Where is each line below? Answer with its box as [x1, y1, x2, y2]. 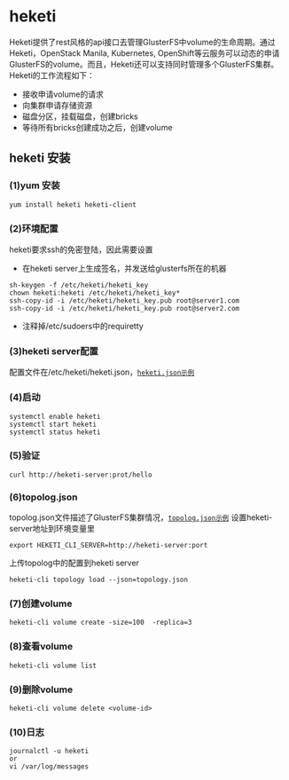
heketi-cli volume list [9, 661, 98, 670]
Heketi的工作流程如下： [9, 69, 96, 81]
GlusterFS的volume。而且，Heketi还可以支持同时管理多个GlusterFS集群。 [9, 59, 279, 69]
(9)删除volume [9, 683, 74, 696]
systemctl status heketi [9, 428, 101, 437]
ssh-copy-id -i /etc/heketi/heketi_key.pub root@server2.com [9, 303, 240, 312]
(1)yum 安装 [9, 179, 60, 192]
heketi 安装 [9, 151, 71, 166]
